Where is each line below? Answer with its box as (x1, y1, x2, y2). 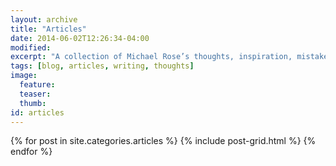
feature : (19, 80, 56, 90)
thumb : (19, 98, 47, 108)
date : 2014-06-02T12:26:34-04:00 (10, 33, 150, 43)
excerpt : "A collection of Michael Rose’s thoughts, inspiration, (10, 52, 293, 62)
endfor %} (10, 146, 53, 158)
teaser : (19, 89, 52, 99)
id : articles (10, 107, 65, 118)
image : (10, 71, 38, 81)
